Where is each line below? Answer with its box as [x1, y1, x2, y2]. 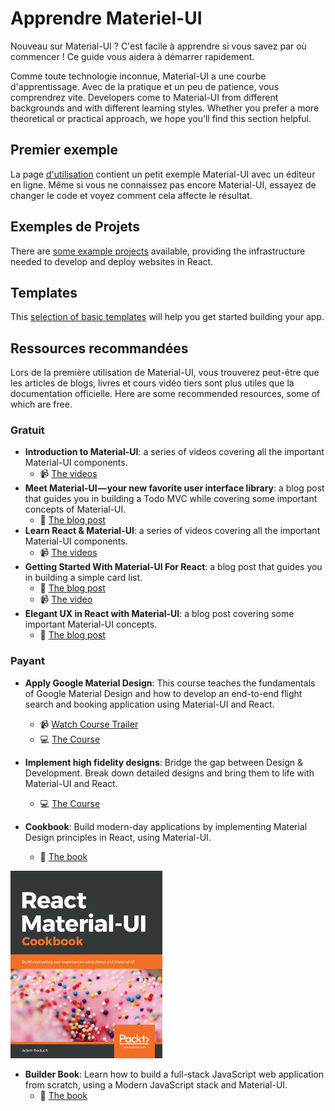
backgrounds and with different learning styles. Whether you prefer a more [10, 102, 320, 114]
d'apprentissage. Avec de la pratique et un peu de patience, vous [10, 80, 280, 92]
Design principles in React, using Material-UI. [24, 831, 212, 843]
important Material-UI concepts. [24, 618, 158, 631]
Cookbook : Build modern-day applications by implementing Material [24, 820, 308, 832]
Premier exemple [10, 142, 119, 159]
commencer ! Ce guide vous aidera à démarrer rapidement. [10, 50, 255, 62]
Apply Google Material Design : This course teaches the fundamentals [24, 677, 316, 689]
